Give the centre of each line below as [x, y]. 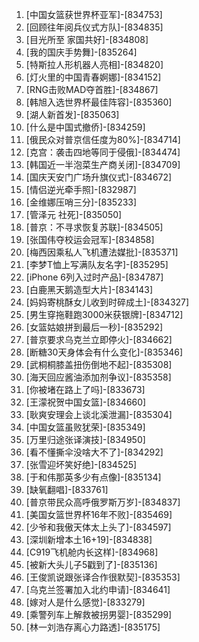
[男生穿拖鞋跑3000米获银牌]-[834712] [104, 314]
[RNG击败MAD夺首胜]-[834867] [92, 89]
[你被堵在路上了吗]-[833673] [85, 389]
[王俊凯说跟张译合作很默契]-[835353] [103, 577]
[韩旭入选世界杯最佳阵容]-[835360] [99, 102]
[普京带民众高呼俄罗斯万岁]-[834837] [103, 502]
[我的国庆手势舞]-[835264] [81, 52]
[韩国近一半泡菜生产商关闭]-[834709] [103, 164]
